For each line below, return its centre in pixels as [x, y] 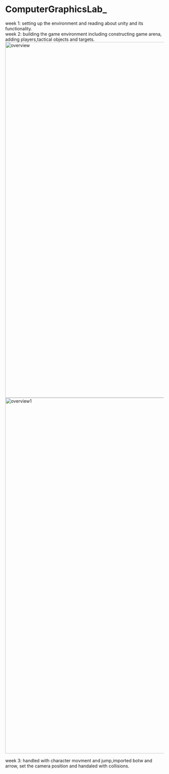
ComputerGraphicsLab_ [56, 9]
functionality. [19, 28]
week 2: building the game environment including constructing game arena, [83, 34]
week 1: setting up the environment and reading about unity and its [74, 23]
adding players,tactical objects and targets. [50, 39]
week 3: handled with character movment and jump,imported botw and [79, 760]
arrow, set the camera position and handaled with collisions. [67, 766]
